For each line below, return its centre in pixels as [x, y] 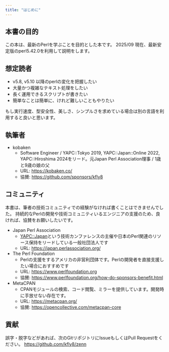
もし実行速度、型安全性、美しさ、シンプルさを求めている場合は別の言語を [82, 111]
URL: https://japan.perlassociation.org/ [60, 248]
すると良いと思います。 [34, 118]
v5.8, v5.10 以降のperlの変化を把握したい [55, 82]
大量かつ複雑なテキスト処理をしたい [50, 88]
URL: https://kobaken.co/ [46, 171]
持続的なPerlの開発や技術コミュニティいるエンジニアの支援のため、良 [88, 214]
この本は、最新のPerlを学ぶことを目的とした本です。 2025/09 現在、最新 [81, 45]
